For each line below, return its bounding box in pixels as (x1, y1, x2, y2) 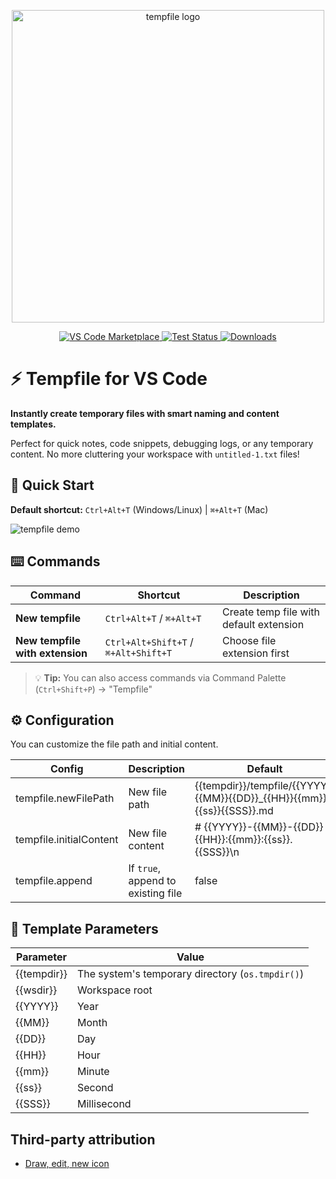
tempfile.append (15, 874, 93, 888)
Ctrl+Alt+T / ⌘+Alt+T (104, 611, 202, 625)
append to (128, 874, 177, 888)
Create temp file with (221, 605, 321, 619)
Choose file (221, 633, 277, 647)
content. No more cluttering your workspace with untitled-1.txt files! (10, 448, 300, 460)
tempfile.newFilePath (15, 791, 115, 805)
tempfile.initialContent (15, 833, 119, 847)
